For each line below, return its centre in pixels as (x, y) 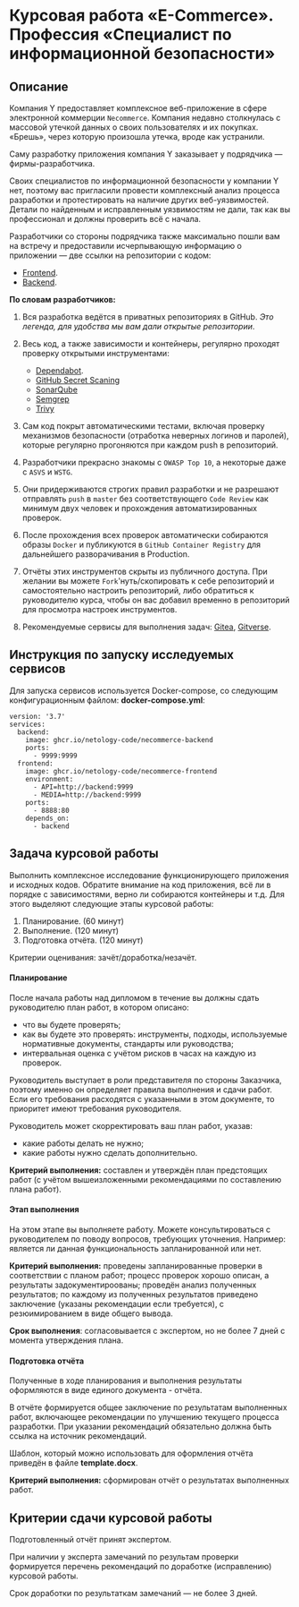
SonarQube (57, 389)
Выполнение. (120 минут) (70, 930)
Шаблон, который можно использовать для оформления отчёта (131, 1453)
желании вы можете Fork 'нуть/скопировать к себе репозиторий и (148, 581)
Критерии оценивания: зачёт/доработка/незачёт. (103, 957)
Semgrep (52, 399)
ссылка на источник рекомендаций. (78, 1436)
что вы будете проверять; (71, 1024)
